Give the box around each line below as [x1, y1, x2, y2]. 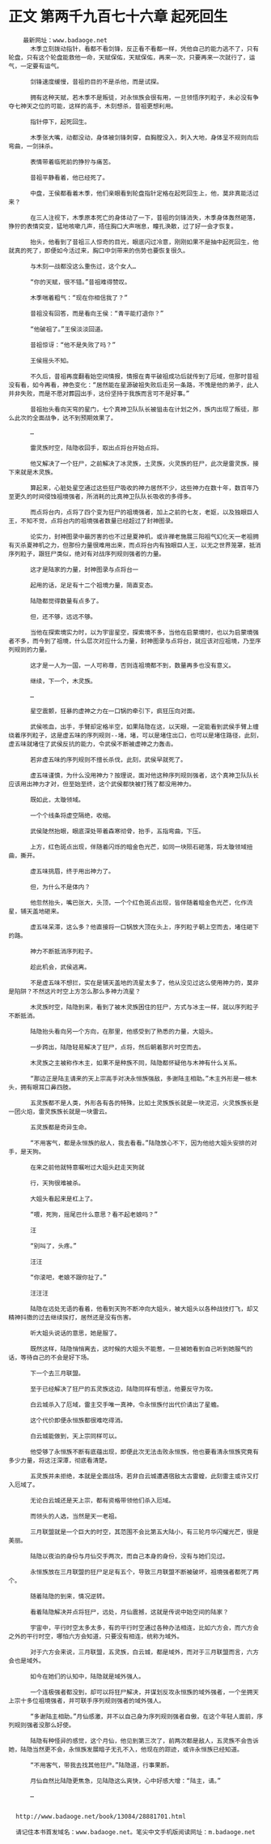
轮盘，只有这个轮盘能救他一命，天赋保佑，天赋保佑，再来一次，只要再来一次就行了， [8, 54, 249, 62]
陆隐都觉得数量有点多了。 [29, 597, 103, 605]
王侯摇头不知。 [29, 356, 73, 365]
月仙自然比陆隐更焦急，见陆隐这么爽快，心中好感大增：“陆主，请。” [29, 1777, 221, 1785]
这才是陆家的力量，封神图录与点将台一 [29, 565, 139, 574]
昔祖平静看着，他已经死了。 [29, 174, 109, 182]
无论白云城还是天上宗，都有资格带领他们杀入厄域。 [29, 1496, 176, 1505]
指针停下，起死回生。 [29, 118, 91, 126]
